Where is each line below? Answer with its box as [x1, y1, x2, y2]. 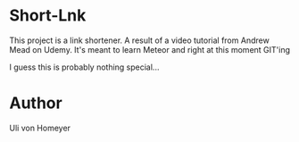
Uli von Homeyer [9, 122, 71, 133]
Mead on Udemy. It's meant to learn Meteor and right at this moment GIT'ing [9, 44, 291, 54]
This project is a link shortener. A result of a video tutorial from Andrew [9, 35, 270, 46]
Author [9, 93, 62, 113]
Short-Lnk [9, 5, 87, 26]
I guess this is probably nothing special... [9, 62, 160, 72]
